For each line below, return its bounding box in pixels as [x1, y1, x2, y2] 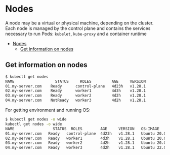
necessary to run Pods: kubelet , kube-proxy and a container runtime [5, 30, 147, 37]
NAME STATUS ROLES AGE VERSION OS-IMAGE [5, 126, 159, 131]
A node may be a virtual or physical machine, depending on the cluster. [5, 20, 154, 26]
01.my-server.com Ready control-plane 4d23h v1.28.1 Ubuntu [5, 131, 155, 136]
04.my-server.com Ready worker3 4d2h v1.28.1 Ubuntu [5, 145, 155, 150]
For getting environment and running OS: [5, 107, 91, 113]
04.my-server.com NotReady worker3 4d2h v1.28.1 [5, 98, 146, 103]
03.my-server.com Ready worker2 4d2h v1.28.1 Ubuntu [5, 140, 155, 145]
